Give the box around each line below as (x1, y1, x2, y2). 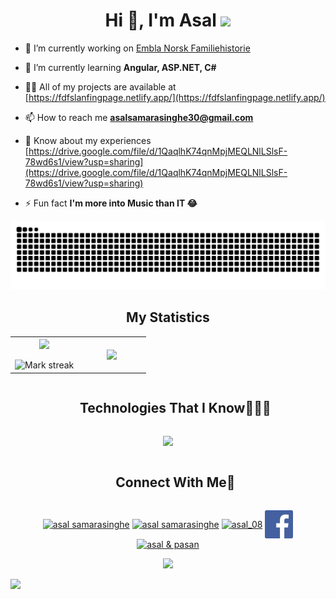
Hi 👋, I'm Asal (104, 9, 217, 32)
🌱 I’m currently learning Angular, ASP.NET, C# (24, 61, 217, 73)
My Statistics (126, 309, 210, 326)
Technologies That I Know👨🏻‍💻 (79, 400, 272, 417)
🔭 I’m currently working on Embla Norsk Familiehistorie (24, 42, 251, 54)
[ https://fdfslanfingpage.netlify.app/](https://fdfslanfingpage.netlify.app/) (24, 91, 326, 103)
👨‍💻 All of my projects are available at (24, 80, 177, 93)
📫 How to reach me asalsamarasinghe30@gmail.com (24, 111, 254, 123)
